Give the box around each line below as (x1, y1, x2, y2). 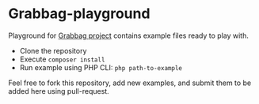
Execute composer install (19, 54, 105, 64)
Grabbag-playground (8, 5, 150, 23)
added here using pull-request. (8, 86, 109, 95)
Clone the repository (19, 46, 87, 55)
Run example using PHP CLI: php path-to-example (19, 62, 182, 72)
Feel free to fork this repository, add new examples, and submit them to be (8, 78, 252, 87)
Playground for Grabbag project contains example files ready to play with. (8, 31, 249, 40)
